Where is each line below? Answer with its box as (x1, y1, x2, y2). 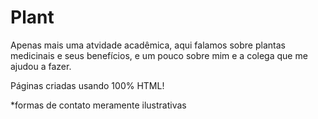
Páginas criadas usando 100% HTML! (10, 79, 165, 91)
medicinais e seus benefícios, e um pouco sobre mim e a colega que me (10, 49, 308, 61)
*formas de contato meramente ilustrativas (10, 99, 187, 111)
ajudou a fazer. (10, 60, 72, 72)
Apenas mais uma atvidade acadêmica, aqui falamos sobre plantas (10, 39, 286, 51)
